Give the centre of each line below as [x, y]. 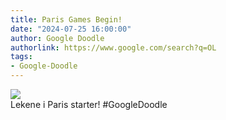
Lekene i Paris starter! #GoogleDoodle [89, 104]
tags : [21, 57]
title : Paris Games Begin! [66, 19]
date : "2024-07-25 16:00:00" [71, 29]
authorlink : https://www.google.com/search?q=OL [113, 47]
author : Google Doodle [57, 38]
